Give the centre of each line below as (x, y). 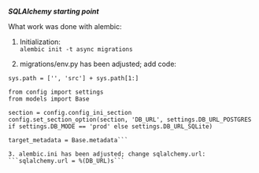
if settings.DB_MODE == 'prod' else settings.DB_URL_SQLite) (111, 127)
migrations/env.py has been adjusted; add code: (98, 64)
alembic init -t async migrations (76, 50)
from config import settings (56, 92)
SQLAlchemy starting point (54, 11)
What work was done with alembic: (65, 26)
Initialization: (40, 42)
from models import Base (49, 99)
